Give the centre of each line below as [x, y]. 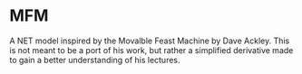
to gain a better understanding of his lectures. [95, 60]
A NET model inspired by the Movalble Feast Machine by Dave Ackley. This [150, 41]
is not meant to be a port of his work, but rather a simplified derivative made [151, 50]
